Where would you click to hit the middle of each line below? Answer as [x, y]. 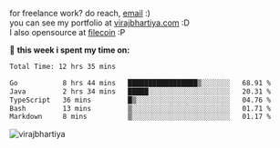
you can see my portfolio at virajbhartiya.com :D [99, 23]
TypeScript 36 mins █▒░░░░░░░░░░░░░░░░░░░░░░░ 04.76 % [140, 100]
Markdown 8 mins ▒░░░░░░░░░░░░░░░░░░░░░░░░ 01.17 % [140, 117]
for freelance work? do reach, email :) [80, 13]
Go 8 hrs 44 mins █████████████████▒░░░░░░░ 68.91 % [140, 83]
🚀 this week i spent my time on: [70, 50]
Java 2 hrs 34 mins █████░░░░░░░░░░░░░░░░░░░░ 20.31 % [140, 91]
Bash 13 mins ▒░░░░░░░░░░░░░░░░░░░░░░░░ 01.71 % [140, 108]
